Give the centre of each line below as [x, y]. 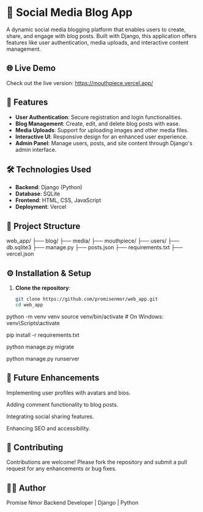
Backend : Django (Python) [49, 187]
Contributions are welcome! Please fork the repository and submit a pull [97, 462]
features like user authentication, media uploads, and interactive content [98, 42]
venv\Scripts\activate [33, 323]
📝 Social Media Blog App [69, 13]
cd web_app [29, 305]
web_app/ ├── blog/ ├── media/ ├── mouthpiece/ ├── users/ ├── [93, 241]
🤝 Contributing [35, 447]
